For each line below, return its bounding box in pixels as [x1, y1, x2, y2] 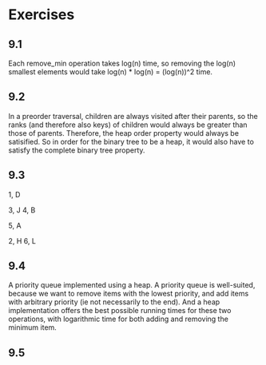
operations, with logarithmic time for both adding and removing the [8, 314, 229, 324]
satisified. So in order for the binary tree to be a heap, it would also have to [8, 137, 254, 146]
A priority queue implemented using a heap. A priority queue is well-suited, [8, 280, 256, 290]
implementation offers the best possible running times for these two [8, 306, 232, 315]
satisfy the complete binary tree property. [8, 145, 145, 155]
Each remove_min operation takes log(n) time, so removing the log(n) [8, 58, 236, 68]
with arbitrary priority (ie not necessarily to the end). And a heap [8, 297, 220, 307]
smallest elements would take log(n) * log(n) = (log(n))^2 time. [8, 67, 213, 77]
